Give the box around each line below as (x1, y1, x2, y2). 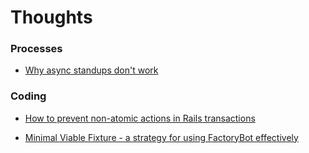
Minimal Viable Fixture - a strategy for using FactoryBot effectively (24, 131, 299, 143)
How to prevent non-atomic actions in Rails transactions (24, 112, 256, 124)
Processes (10, 42, 63, 56)
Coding (10, 89, 47, 103)
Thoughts (10, 6, 93, 29)
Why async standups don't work (24, 64, 159, 76)
